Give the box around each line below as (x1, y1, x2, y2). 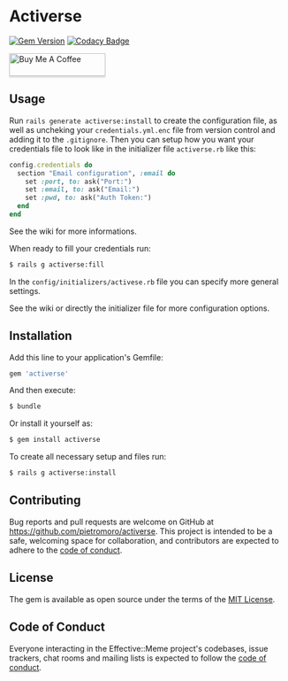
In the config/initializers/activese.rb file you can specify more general (9, 276, 279, 287)
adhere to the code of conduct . (9, 545, 123, 555)
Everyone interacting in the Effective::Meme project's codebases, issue (9, 643, 269, 654)
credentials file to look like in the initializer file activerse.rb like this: (9, 143, 256, 154)
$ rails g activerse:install (9, 468, 117, 477)
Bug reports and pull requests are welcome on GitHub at (9, 516, 215, 527)
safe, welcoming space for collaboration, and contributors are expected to (9, 535, 280, 546)
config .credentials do (9, 160, 93, 169)
